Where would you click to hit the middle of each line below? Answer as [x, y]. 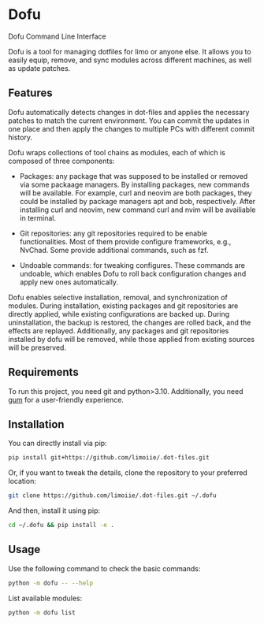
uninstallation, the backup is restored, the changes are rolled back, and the [130, 322]
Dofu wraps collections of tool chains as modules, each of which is [117, 152]
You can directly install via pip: [58, 444]
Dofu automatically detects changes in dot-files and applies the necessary [129, 112]
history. [20, 137]
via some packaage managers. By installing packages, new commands [134, 184]
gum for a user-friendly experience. [66, 399]
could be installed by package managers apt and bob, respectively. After [138, 201]
